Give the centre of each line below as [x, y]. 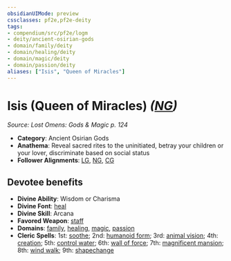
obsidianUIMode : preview [43, 13]
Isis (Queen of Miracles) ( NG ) [92, 106]
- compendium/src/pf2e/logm [48, 33]
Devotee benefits [45, 182]
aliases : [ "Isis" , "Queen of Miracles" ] [66, 71]
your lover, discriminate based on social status [83, 153]
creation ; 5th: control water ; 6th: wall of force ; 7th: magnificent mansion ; [120, 243]
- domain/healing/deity [41, 53]
